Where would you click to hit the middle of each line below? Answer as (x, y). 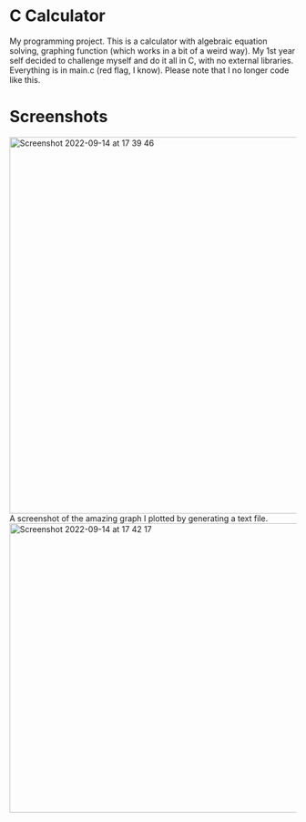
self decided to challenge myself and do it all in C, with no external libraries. (152, 60)
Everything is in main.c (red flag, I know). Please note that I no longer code (149, 70)
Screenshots (59, 117)
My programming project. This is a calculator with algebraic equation (138, 41)
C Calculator (58, 16)
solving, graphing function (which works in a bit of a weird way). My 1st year (153, 50)
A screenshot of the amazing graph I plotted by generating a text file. (139, 518)
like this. (25, 79)
